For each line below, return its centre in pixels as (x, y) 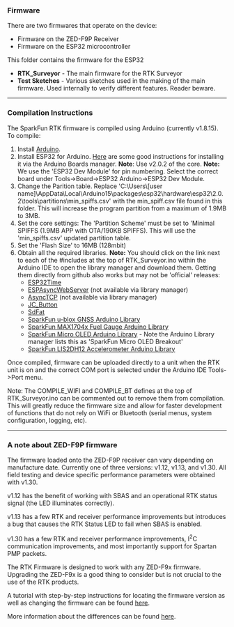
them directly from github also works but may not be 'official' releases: (119, 274)
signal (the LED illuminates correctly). (61, 503)
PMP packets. (27, 553)
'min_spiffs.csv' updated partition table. (74, 238)
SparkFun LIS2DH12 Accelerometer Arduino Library (101, 349)
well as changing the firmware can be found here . (78, 603)
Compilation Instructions (50, 113)
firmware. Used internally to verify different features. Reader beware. (116, 88)
